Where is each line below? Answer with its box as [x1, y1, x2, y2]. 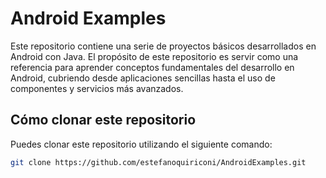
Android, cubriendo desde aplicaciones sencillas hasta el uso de [10, 72, 276, 84]
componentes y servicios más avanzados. [10, 82, 184, 94]
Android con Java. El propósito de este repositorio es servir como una [10, 50, 299, 62]
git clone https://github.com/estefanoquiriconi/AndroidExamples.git [10, 157, 307, 167]
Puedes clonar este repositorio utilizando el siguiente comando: [10, 138, 273, 150]
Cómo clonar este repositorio [10, 112, 197, 129]
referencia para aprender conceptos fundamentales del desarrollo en [10, 61, 295, 73]
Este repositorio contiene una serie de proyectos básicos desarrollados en [10, 40, 317, 52]
